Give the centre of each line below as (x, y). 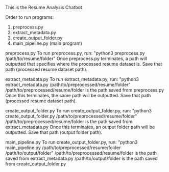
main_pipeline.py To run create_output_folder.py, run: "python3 (71, 142)
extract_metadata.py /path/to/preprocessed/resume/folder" (68, 84)
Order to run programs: (30, 17)
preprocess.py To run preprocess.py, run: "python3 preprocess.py (75, 53)
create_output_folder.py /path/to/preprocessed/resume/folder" (71, 116)
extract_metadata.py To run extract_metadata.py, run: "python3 (72, 79)
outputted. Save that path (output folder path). (54, 132)
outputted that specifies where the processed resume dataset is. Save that (84, 64)
